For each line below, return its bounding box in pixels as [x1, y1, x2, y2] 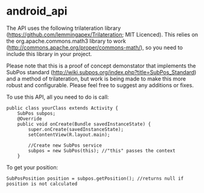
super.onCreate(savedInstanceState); [28, 126, 124, 132]
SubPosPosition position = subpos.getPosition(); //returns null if [6, 175, 184, 181]
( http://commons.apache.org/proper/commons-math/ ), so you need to [6, 44, 183, 51]
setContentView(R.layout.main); [28, 132, 111, 138]
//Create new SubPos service [28, 142, 102, 149]
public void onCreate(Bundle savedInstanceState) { [17, 121, 151, 127]
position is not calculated [6, 181, 78, 187]
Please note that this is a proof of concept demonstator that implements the [6, 62, 196, 69]
